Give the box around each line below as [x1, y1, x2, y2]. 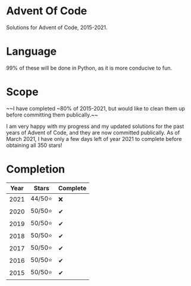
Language [6, 45, 57, 58]
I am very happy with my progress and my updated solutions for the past [6, 122, 184, 130]
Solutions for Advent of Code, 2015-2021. [6, 24, 108, 31]
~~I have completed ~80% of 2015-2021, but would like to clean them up [6, 105, 186, 112]
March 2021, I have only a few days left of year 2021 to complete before [6, 135, 182, 142]
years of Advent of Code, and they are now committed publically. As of [6, 129, 180, 136]
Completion [6, 162, 65, 176]
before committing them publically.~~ [6, 111, 98, 118]
